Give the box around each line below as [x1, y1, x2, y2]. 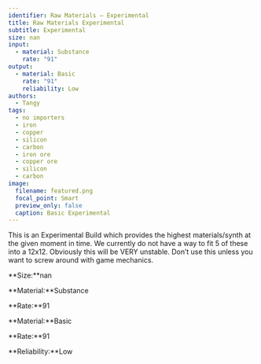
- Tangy [15, 99, 41, 107]
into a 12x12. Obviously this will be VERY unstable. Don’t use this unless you [8, 247, 253, 256]
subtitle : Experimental [8, 26, 86, 34]
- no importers [15, 114, 65, 122]
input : [8, 41, 30, 49]
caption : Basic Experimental [15, 209, 111, 217]
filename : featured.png [15, 186, 93, 195]
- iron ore [15, 150, 51, 158]
